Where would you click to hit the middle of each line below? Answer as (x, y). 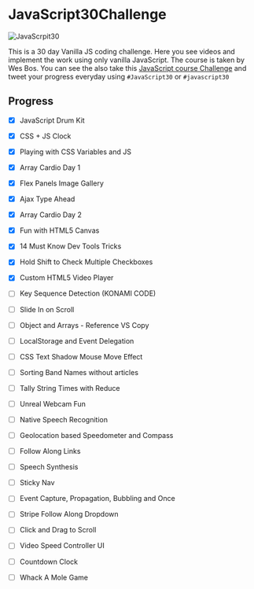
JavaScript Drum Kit (52, 120)
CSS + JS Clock (45, 136)
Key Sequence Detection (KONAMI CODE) (88, 293)
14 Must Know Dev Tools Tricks (70, 246)
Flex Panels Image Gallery (61, 183)
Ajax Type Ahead (47, 199)
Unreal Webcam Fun (53, 403)
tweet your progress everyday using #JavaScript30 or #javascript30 (119, 76)
